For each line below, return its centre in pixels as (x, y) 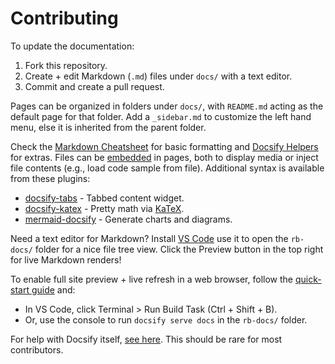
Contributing (64, 18)
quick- (308, 279)
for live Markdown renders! (66, 259)
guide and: (53, 289)
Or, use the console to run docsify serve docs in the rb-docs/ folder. (166, 319)
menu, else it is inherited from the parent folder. (108, 127)
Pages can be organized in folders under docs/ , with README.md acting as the (167, 106)
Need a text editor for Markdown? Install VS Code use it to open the (149, 238)
